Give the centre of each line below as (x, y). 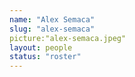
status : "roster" (45, 57)
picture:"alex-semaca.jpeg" (68, 38)
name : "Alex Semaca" (52, 19)
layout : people (41, 47)
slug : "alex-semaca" (52, 29)
